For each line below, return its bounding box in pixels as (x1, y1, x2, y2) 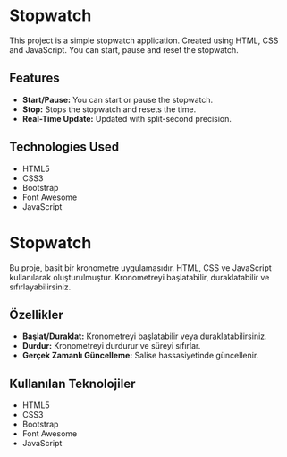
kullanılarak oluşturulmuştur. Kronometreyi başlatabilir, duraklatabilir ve (9, 272, 270, 282)
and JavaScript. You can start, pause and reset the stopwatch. (9, 44, 239, 55)
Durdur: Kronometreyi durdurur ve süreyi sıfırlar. (21, 341, 201, 351)
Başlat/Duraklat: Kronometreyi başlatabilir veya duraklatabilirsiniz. (21, 331, 267, 341)
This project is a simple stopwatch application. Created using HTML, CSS (9, 35, 279, 46)
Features (9, 71, 60, 86)
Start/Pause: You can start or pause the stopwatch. (21, 94, 214, 105)
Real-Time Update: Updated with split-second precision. (21, 113, 232, 124)
